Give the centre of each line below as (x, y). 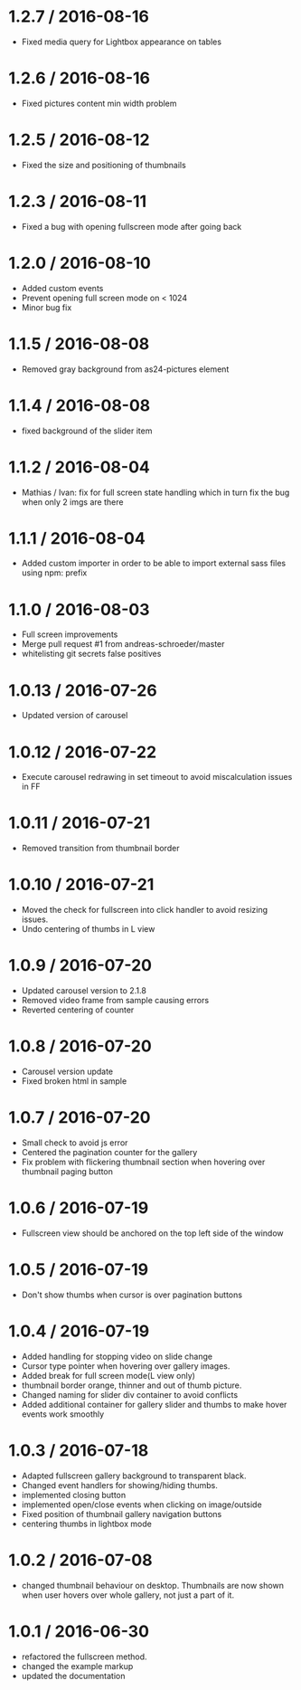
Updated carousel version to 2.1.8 (84, 991)
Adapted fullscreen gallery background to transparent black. (134, 1476)
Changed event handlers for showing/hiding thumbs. (120, 1485)
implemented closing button (74, 1495)
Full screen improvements (70, 634)
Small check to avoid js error (75, 1143)
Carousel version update (67, 1071)
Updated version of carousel (75, 716)
